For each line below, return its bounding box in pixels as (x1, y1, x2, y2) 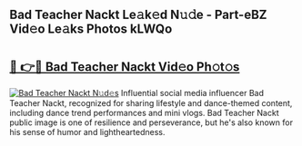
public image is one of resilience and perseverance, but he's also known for (9, 117, 294, 128)
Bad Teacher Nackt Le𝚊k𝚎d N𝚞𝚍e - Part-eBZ (9, 7, 267, 23)
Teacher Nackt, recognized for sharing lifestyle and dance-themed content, (9, 98, 293, 108)
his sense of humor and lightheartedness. (9, 127, 166, 137)
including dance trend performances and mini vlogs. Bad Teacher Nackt (9, 108, 279, 118)
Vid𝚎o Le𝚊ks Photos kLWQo (9, 22, 173, 37)
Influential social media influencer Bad (121, 88, 265, 98)
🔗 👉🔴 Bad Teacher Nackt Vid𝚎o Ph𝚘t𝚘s (9, 59, 240, 74)
